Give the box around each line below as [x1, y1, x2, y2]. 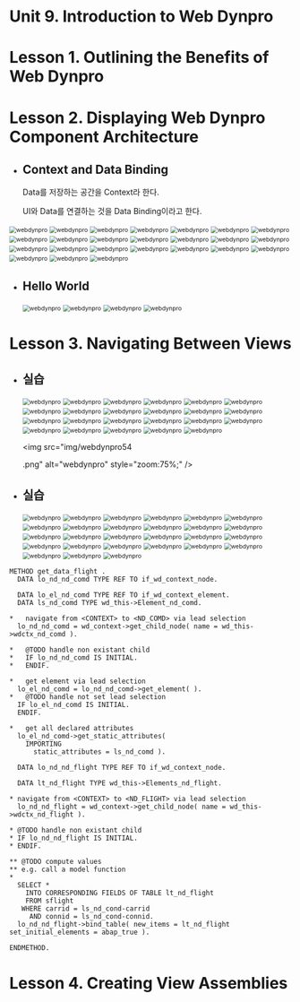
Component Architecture [9, 126, 200, 147]
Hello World [21, 278, 90, 293]
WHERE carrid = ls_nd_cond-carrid [21, 904, 150, 913]
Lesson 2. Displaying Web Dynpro [9, 108, 266, 127]
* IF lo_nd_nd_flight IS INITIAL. [9, 834, 139, 842]
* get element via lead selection [9, 677, 146, 686]
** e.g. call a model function [9, 865, 126, 874]
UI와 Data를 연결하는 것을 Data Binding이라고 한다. [21, 206, 202, 217]
